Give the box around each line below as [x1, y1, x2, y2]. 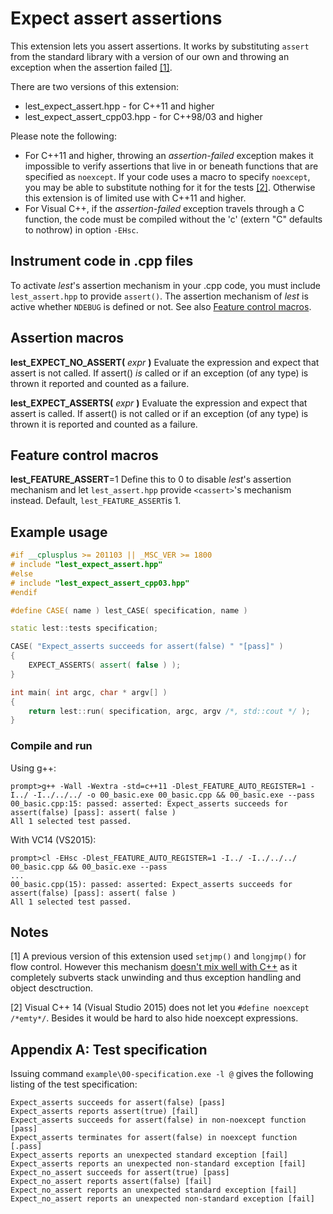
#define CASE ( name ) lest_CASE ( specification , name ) [10, 605, 248, 616]
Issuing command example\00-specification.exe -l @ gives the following [10, 1068, 314, 1080]
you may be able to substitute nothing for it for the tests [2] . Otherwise [24, 181, 316, 193]
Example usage [10, 523, 108, 541]
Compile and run [10, 739, 93, 753]
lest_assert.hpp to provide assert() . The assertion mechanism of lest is [10, 290, 309, 302]
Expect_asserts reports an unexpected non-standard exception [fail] [10, 1159, 307, 1169]
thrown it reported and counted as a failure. [10, 377, 190, 389]
